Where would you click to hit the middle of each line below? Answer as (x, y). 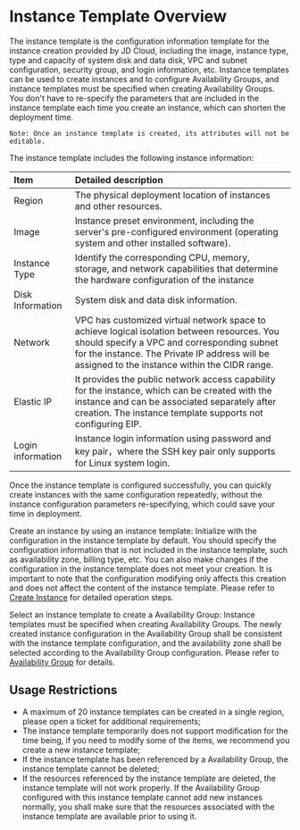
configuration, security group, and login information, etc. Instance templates (150, 70)
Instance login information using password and (173, 438)
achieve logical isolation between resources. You (177, 331)
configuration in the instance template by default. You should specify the (143, 540)
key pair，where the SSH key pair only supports (175, 451)
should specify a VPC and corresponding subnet (176, 342)
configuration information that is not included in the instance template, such (149, 549)
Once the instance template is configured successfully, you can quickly (141, 485)
